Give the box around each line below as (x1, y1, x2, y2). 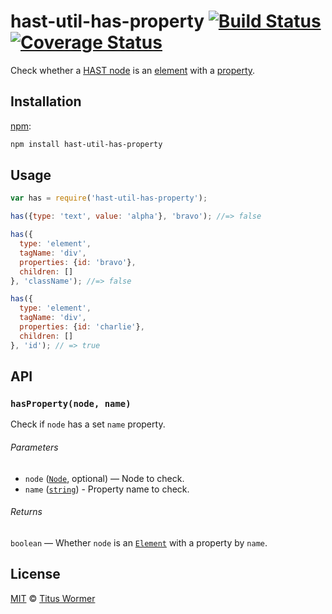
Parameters (10, 441, 59, 453)
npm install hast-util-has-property (10, 139, 163, 149)
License (10, 566, 61, 583)
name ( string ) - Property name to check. (24, 483, 190, 495)
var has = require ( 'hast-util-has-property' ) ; (10, 193, 208, 204)
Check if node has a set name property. (10, 418, 166, 430)
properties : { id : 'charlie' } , (19, 322, 145, 332)
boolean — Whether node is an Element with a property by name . (10, 536, 268, 549)
